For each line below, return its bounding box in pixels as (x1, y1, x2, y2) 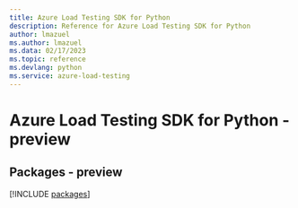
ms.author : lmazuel (9, 38, 83, 48)
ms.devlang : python (9, 64, 83, 73)
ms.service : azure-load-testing (9, 72, 130, 81)
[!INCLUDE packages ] (9, 188, 91, 199)
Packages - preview (9, 165, 123, 180)
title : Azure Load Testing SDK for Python (9, 13, 171, 22)
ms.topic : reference (9, 55, 87, 64)
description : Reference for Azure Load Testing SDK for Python (9, 22, 251, 30)
